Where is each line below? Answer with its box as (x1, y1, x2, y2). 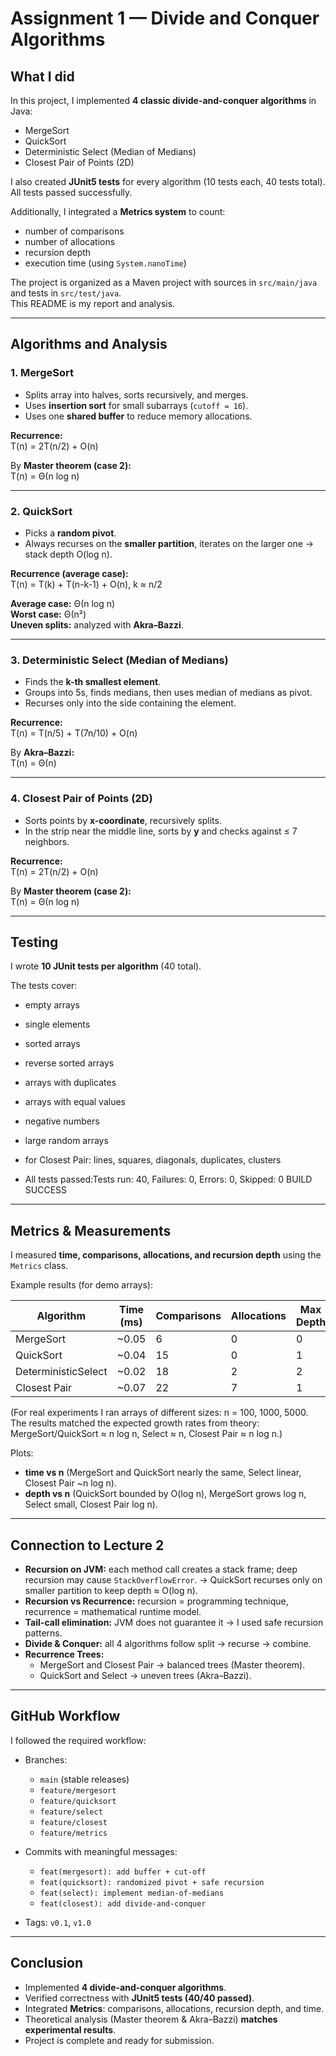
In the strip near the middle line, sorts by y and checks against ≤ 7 (24, 825, 298, 837)
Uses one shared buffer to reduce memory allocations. (24, 410, 253, 422)
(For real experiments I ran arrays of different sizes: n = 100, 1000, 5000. (10, 1407, 309, 1419)
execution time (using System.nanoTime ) (24, 257, 187, 269)
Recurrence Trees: (24, 1648, 105, 1661)
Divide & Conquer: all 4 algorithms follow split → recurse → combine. (24, 1638, 312, 1650)
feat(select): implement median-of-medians (39, 1888, 225, 1898)
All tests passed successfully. (10, 187, 133, 198)
